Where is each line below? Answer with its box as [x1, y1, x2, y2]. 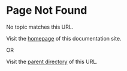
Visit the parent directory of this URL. [6, 58, 98, 65]
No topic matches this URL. [6, 23, 74, 30]
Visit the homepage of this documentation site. [6, 35, 122, 42]
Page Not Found [6, 4, 87, 17]
